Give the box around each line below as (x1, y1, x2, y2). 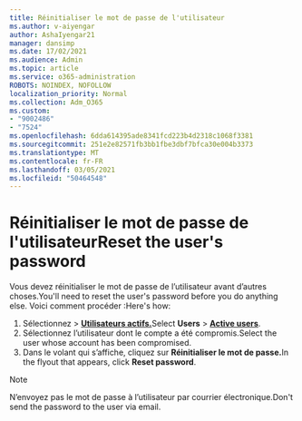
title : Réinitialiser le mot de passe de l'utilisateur (9, 13, 225, 23)
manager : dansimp (9, 38, 75, 48)
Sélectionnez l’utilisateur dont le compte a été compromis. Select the (22, 328, 278, 338)
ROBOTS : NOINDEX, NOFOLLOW (9, 81, 112, 90)
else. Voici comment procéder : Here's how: (9, 300, 171, 311)
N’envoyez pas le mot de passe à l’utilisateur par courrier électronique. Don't (9, 392, 293, 403)
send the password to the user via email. (9, 401, 161, 413)
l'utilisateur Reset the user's (9, 232, 224, 252)
